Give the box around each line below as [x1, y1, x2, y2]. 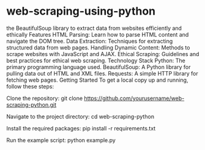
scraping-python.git [6, 101, 57, 108]
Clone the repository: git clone [6, 95, 83, 102]
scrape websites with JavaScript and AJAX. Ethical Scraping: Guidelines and [6, 50, 199, 57]
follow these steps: [6, 82, 54, 90]
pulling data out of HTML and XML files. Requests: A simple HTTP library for [6, 70, 198, 77]
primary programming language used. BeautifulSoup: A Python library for [6, 63, 191, 71]
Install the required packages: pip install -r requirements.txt [6, 124, 156, 132]
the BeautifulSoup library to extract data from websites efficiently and [6, 24, 182, 32]
